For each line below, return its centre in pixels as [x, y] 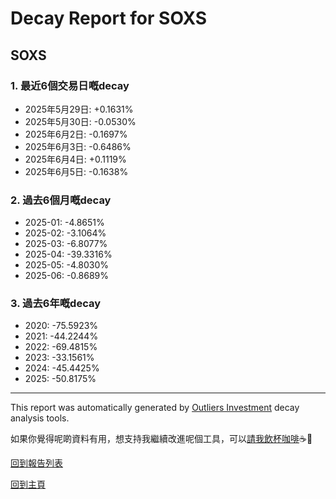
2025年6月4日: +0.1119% [75, 159]
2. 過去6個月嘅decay [61, 200]
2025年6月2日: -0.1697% [76, 134]
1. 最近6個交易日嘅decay [70, 85]
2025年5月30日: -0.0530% [80, 121]
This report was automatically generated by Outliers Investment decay [155, 408]
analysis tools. [40, 418]
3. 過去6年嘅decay [56, 304]
